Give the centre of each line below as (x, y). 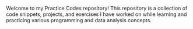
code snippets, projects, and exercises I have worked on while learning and (96, 14)
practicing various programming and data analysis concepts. (79, 20)
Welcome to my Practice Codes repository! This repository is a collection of (97, 8)
